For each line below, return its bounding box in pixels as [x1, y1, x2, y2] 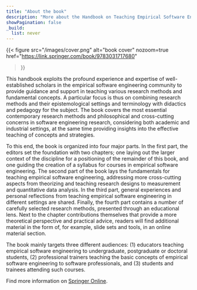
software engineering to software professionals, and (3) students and [6, 260, 174, 267]
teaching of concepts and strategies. [6, 131, 95, 138]
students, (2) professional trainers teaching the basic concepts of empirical [6, 254, 188, 261]
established [6, 81, 34, 88]
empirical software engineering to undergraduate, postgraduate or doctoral [6, 247, 188, 255]
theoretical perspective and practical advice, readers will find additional [6, 217, 179, 224]
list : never [11, 30, 41, 36]
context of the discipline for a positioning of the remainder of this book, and [6, 155, 189, 162]
